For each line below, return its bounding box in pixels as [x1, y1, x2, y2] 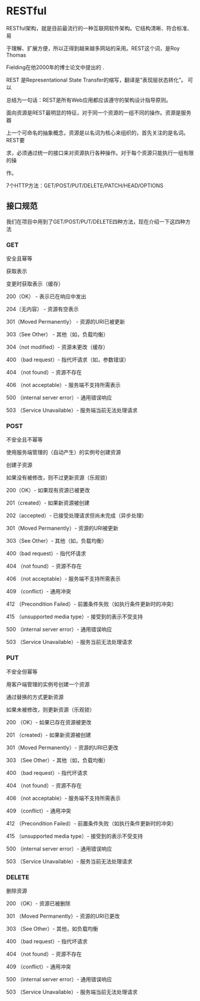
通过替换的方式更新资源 [6, 693, 64, 700]
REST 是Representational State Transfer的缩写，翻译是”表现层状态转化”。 [6, 76, 186, 83]
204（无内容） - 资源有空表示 [6, 305, 79, 313]
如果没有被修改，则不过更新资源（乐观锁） [6, 474, 111, 481]
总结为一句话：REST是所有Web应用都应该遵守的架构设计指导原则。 [6, 96, 171, 104]
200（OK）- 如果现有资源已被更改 [6, 487, 90, 494]
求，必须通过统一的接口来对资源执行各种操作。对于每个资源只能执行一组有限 [6, 149, 194, 156]
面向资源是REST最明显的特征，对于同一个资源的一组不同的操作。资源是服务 [6, 109, 192, 116]
